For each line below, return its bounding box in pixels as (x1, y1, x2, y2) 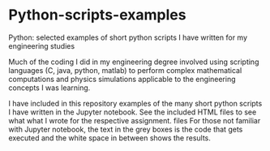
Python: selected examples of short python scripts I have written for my (8, 32, 248, 42)
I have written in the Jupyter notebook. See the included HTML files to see (8, 107, 257, 117)
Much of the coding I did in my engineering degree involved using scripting (8, 57, 259, 67)
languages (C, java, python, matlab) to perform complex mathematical (8, 65, 242, 75)
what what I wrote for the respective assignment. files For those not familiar (8, 115, 261, 125)
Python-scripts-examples (8, 6, 186, 24)
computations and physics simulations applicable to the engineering (8, 74, 237, 84)
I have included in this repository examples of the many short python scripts (8, 98, 263, 108)
